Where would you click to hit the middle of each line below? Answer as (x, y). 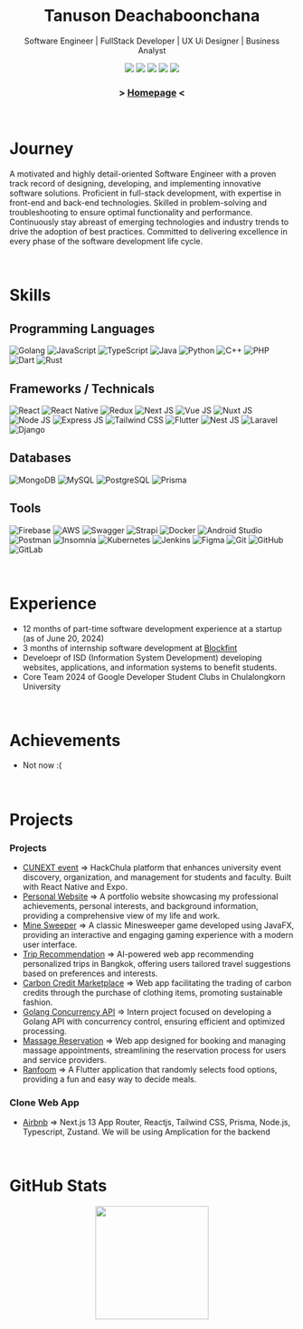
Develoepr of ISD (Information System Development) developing (142, 657)
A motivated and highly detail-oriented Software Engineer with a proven (143, 174)
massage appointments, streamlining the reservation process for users (154, 1050)
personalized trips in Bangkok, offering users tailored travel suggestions (156, 963)
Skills (30, 296)
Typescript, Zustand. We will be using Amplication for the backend (147, 1132)
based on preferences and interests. (90, 973)
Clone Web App (44, 1103)
